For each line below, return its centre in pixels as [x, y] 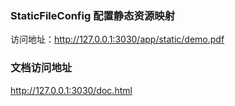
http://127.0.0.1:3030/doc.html [71, 90]
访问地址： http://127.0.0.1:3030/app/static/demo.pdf [117, 39]
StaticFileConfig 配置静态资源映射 [93, 15]
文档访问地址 [41, 68]
